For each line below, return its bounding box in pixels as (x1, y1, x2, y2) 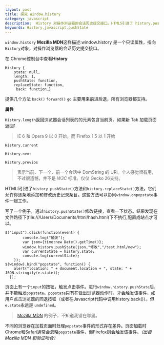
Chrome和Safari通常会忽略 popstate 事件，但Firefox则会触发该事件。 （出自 (5, 329, 152, 335)
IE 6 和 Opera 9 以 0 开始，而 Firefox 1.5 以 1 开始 (17, 133, 116, 139)
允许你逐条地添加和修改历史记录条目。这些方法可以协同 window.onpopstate (5, 192, 154, 198)
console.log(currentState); (22, 253, 80, 259)
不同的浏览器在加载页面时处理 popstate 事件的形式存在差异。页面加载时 (5, 323, 147, 329)
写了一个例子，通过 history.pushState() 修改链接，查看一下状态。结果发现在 (5, 208, 158, 214)
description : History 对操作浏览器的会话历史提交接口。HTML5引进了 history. (5, 20, 153, 26)
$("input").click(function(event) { (5, 230, 80, 235)
